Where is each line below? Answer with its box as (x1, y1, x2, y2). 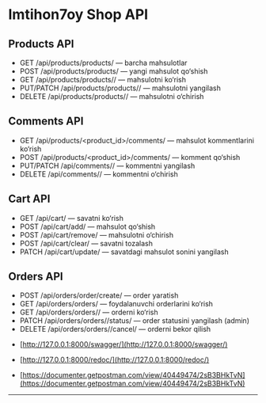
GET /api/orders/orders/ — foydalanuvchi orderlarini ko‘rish (19, 299, 214, 309)
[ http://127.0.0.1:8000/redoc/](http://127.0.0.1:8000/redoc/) (19, 355, 210, 365)
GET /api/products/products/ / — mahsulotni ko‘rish (19, 75, 186, 84)
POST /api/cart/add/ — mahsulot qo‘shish (19, 222, 156, 231)
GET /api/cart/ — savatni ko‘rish (19, 213, 124, 222)
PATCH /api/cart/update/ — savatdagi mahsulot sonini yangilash (19, 247, 229, 257)
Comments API (8, 115, 84, 128)
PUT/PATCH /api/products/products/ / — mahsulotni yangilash (19, 83, 222, 93)
